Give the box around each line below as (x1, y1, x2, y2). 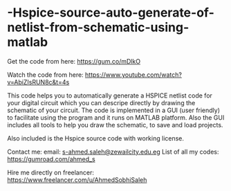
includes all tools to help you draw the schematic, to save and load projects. (7, 120, 223, 129)
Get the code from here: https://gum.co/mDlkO (7, 57, 140, 65)
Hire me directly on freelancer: (7, 168, 95, 176)
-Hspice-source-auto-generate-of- (7, 5, 214, 21)
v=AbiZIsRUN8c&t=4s (7, 78, 70, 86)
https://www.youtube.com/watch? (85, 71, 182, 79)
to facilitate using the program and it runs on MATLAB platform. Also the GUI (7, 113, 225, 122)
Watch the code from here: (7, 71, 84, 79)
